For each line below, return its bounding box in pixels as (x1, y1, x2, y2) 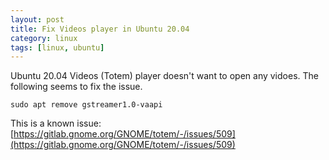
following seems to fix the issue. (10, 81, 143, 93)
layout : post (10, 14, 65, 25)
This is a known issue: (10, 117, 102, 130)
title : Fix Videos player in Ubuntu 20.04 (10, 24, 190, 34)
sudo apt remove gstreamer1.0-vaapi (10, 100, 163, 110)
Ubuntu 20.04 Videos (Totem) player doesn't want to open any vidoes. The (10, 70, 319, 82)
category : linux (10, 33, 78, 43)
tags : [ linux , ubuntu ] (10, 42, 105, 53)
